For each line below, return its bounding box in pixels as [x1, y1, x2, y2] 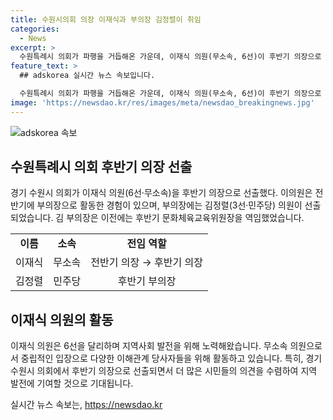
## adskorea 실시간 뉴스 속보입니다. [19, 71, 156, 81]
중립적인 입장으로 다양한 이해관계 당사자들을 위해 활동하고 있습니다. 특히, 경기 [20, 352, 323, 365]
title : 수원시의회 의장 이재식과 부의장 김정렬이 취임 [10, 14, 202, 25]
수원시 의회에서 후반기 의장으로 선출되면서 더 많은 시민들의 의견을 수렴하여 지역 [10, 365, 318, 377]
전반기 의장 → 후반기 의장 [90, 256, 203, 270]
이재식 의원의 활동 [10, 311, 114, 328]
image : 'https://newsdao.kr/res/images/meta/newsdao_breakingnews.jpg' [10, 97, 315, 108]
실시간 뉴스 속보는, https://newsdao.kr [10, 399, 163, 411]
